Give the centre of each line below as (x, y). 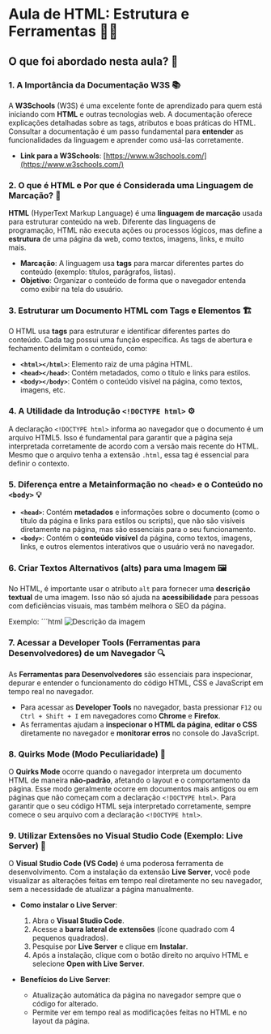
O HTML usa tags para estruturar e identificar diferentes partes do (119, 331)
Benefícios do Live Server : (65, 980)
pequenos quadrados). (70, 938)
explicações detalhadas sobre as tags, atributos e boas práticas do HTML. (132, 122)
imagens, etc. (43, 390)
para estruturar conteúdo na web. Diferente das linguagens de (112, 222)
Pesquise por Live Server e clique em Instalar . (110, 946)
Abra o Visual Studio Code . (78, 920)
